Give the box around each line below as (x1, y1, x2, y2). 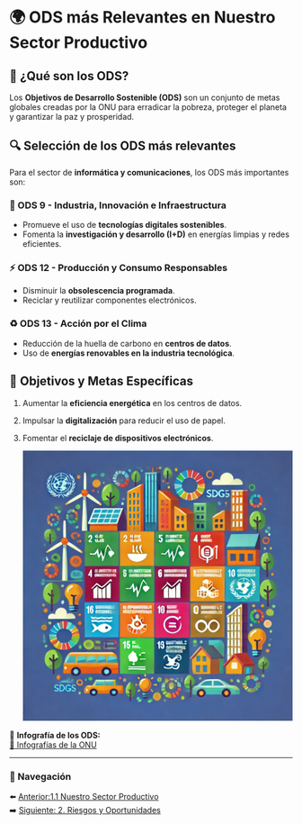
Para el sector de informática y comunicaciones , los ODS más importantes (9, 167, 289, 177)
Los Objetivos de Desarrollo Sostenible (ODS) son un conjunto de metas (9, 92, 280, 103)
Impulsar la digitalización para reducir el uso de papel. (22, 415, 226, 426)
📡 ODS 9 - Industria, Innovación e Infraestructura (9, 199, 226, 212)
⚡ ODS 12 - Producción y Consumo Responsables (9, 262, 227, 275)
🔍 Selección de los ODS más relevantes (9, 139, 236, 154)
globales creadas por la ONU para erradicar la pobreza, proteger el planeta (9, 102, 288, 113)
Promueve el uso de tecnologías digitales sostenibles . (22, 220, 227, 231)
